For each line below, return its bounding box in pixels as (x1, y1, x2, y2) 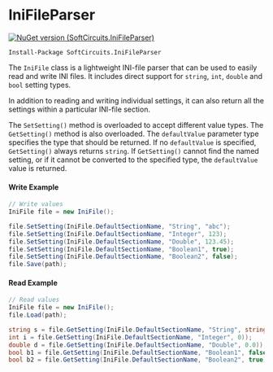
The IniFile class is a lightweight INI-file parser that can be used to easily (8, 63, 258, 72)
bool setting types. (8, 80, 71, 90)
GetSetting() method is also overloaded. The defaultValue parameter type (8, 129, 259, 138)
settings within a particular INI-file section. (8, 104, 150, 114)
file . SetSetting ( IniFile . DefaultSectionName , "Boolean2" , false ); (8, 252, 238, 261)
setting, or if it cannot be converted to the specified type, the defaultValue (8, 155, 258, 164)
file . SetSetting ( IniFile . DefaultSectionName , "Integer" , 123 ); (8, 230, 227, 238)
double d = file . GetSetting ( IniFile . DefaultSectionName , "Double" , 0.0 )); (8, 340, 267, 349)
